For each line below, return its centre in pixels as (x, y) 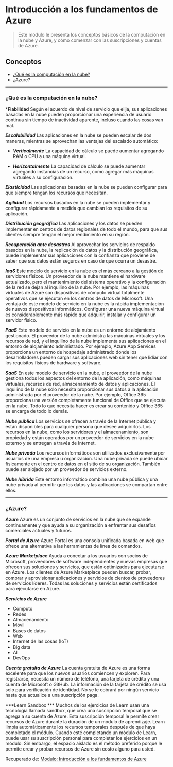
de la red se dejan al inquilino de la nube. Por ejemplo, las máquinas (77, 287)
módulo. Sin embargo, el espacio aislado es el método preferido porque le (84, 744)
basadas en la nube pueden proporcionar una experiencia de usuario (79, 115)
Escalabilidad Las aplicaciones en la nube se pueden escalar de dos (79, 135)
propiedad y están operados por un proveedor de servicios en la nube (80, 438)
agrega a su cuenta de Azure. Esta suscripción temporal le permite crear (82, 716)
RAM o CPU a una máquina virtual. (49, 156)
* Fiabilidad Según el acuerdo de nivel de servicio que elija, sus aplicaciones (86, 109)
